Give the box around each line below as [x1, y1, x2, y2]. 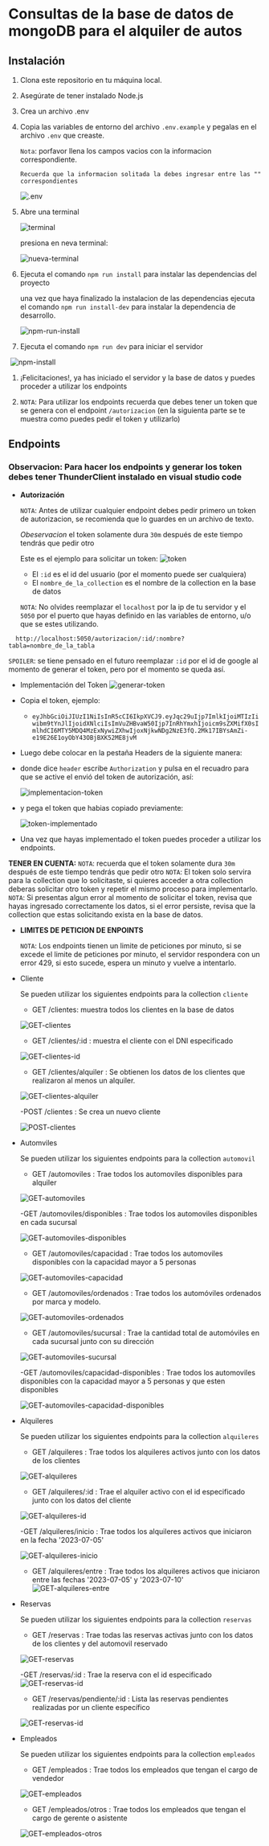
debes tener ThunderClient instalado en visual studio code [8, 471, 243, 483]
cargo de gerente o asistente [31, 1813, 128, 1823]
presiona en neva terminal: [19, 238, 108, 248]
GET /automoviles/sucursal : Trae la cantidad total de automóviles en [31, 1328, 259, 1338]
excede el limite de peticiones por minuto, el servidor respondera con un [19, 949, 261, 959]
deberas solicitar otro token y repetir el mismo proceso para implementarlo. [8, 884, 259, 894]
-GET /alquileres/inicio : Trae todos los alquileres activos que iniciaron [19, 1526, 251, 1536]
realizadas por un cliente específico [31, 1702, 150, 1712]
